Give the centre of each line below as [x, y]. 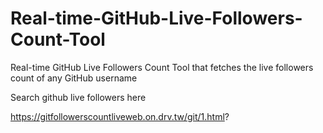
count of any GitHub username [74, 78]
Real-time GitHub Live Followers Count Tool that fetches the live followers [162, 67]
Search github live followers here [78, 97]
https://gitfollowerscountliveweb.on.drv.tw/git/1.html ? [120, 116]
